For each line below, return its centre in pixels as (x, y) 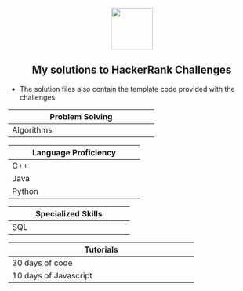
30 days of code (42, 263)
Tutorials (102, 249)
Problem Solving (81, 116)
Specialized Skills (69, 213)
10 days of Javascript (52, 275)
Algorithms (32, 129)
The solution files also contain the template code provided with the (127, 89)
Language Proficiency (74, 152)
